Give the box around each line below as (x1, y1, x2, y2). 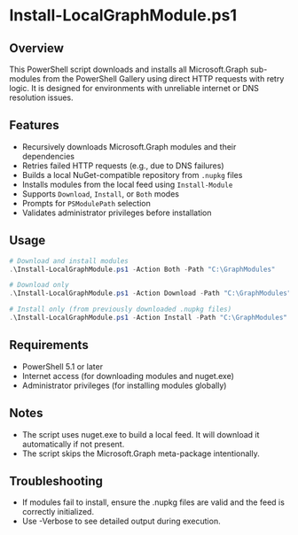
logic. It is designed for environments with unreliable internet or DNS (9, 83, 260, 93)
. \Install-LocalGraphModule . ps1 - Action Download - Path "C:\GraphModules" (9, 289, 292, 298)
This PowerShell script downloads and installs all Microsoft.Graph (9, 64, 248, 74)
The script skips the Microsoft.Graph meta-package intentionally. (21, 448, 260, 459)
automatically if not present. (21, 438, 125, 449)
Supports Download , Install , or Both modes (21, 188, 180, 199)
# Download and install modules (9, 256, 129, 266)
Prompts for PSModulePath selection (21, 198, 151, 208)
